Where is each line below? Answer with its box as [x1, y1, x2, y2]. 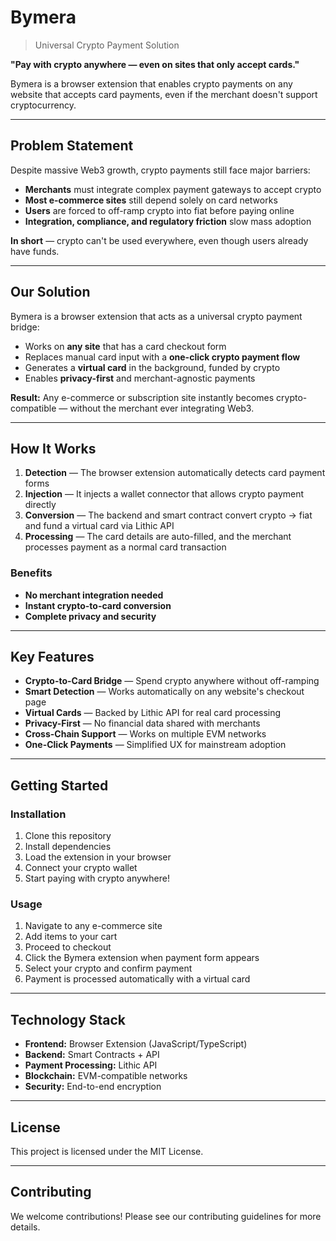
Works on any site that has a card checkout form [24, 340, 227, 352]
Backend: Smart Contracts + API [24, 1049, 160, 1061]
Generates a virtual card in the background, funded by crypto [24, 361, 281, 373]
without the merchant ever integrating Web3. [69, 402, 255, 414]
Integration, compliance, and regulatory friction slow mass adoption [24, 215, 312, 227]
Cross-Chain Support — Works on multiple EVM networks [24, 728, 267, 740]
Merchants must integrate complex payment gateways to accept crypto [24, 183, 322, 195]
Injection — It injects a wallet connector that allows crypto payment [24, 488, 305, 500]
